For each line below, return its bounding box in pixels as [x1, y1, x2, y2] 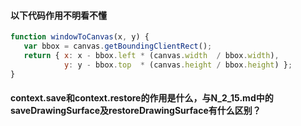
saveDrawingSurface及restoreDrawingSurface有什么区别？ [10, 105, 262, 117]
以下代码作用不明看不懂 [10, 9, 107, 21]
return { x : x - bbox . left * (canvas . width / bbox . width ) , [23, 50, 280, 60]
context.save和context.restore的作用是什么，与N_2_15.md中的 [10, 92, 274, 104]
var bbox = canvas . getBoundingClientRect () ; [23, 41, 213, 52]
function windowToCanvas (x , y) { [10, 32, 150, 42]
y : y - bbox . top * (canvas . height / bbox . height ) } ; [63, 60, 293, 70]
